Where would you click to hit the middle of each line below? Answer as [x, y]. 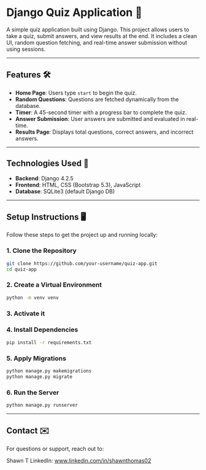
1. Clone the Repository [41, 251]
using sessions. [26, 49]
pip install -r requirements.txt [49, 342]
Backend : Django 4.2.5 [44, 178]
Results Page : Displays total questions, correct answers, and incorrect [104, 132]
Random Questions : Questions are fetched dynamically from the [97, 99]
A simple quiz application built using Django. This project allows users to [98, 29]
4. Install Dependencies [42, 329]
